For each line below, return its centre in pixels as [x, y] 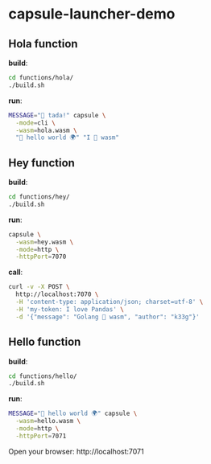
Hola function [43, 44]
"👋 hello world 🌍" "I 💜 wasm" [67, 138]
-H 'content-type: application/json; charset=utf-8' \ [110, 302]
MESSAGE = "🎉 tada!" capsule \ [57, 115]
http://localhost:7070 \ [57, 294]
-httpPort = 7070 [41, 257]
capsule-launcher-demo [92, 14]
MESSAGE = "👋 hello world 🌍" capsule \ [73, 414]
